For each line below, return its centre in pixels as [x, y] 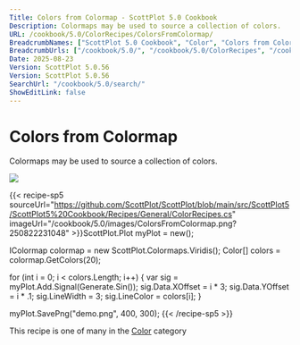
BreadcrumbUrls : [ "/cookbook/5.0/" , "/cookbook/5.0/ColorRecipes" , [137, 51]
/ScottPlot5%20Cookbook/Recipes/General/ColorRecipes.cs [121, 215]
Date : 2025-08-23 [42, 59]
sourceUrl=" [32, 205]
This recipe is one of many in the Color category [98, 331]
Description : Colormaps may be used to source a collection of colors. [145, 26]
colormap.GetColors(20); [55, 260]
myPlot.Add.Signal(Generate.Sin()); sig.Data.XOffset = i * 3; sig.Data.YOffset [150, 287]
